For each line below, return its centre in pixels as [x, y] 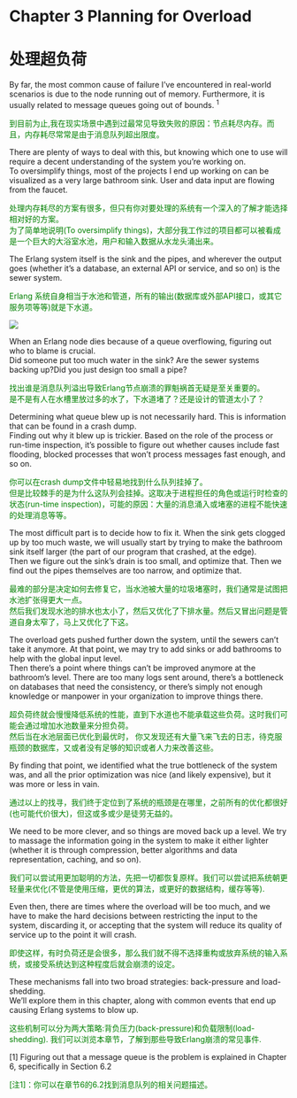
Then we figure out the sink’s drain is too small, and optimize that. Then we [145, 561]
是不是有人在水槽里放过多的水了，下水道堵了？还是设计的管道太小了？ [137, 398]
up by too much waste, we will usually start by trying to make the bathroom [146, 542]
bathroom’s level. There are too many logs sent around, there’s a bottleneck [147, 677]
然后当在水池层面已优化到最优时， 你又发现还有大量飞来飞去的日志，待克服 [146, 736]
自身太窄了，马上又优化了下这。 [75, 622]
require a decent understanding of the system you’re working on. [128, 161]
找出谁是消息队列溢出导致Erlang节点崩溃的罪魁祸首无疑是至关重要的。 [137, 388]
